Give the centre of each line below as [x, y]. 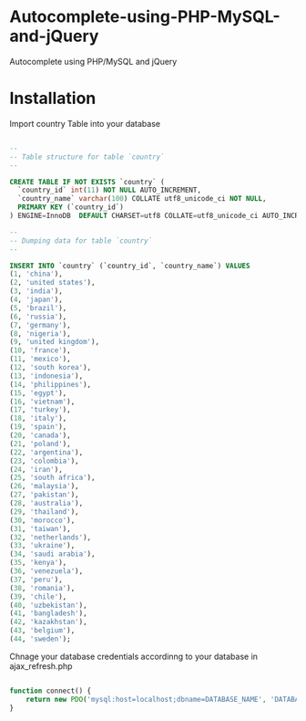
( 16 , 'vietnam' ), [42, 402]
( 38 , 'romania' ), [42, 588]
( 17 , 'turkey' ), [40, 410]
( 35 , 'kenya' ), [38, 563]
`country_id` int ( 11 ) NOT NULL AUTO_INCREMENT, [110, 190]
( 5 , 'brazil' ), [38, 308]
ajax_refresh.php [41, 666]
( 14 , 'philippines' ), [51, 384]
